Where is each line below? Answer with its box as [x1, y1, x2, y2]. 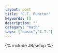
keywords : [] [5, 16, 31, 21]
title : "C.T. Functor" [5, 12, 51, 16]
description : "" [5, 20, 38, 26]
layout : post [5, 7, 31, 12]
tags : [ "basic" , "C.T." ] [5, 29, 53, 34]
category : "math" [5, 25, 40, 30]
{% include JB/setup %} [5, 43, 53, 48]
